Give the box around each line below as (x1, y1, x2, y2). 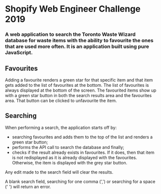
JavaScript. (5, 49, 33, 56)
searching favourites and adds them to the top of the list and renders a (12, 134, 153, 140)
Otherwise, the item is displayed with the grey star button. (12, 160, 127, 165)
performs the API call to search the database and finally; (12, 144, 125, 150)
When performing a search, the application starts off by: (5, 125, 117, 130)
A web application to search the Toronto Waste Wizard (5, 31, 136, 38)
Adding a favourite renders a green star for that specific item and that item (5, 77, 153, 83)
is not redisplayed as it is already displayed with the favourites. (12, 154, 137, 161)
